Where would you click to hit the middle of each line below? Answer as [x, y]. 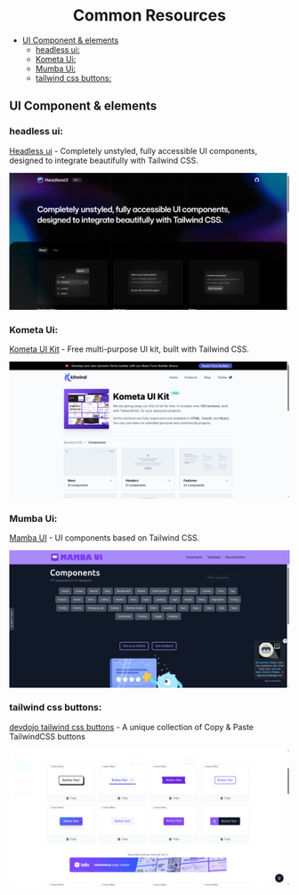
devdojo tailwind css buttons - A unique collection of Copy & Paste [132, 727]
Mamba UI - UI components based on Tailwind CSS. [105, 538]
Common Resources [149, 16]
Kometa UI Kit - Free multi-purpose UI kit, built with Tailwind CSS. [129, 349]
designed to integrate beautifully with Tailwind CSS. [104, 160]
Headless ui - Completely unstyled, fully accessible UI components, [133, 151]
